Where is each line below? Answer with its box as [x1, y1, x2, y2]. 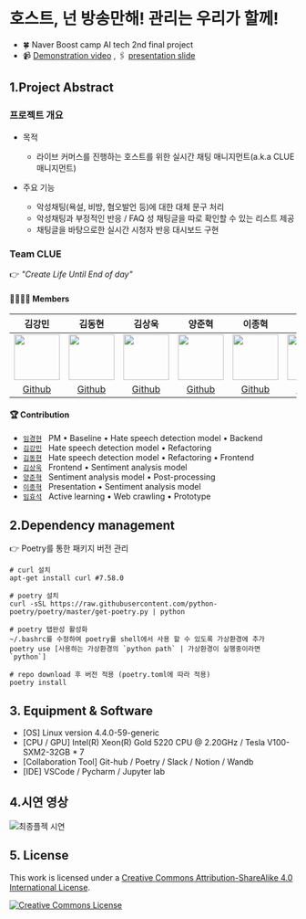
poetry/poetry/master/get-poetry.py [9, 607, 148, 617]
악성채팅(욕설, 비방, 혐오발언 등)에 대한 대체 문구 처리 [36, 201, 225, 212]
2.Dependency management [9, 517, 175, 533]
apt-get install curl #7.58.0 [9, 574, 125, 583]
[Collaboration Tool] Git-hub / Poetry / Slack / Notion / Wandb [22, 755, 254, 767]
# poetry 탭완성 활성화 [9, 625, 88, 635]
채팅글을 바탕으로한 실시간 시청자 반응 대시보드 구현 [36, 224, 219, 235]
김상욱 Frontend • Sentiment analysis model [22, 462, 189, 473]
